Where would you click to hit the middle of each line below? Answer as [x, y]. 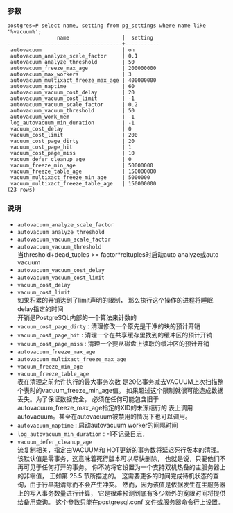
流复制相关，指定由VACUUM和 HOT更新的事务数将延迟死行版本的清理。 [120, 450]
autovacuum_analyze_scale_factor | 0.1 [74, 56]
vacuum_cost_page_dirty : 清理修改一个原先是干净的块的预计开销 [109, 326]
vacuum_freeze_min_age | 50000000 [82, 166]
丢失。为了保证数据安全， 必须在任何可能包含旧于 [88, 399]
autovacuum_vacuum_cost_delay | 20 [72, 93]
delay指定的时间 [40, 309]
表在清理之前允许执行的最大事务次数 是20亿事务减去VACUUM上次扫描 [117, 381]
